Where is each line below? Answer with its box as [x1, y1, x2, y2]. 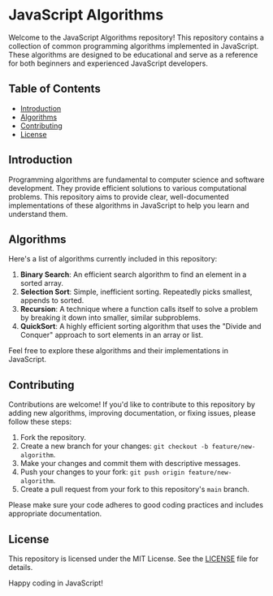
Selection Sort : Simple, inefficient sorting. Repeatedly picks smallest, [19, 287, 253, 297]
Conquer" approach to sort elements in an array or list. [19, 330, 203, 340]
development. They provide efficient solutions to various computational [8, 183, 247, 192]
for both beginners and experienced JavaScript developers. [8, 58, 209, 68]
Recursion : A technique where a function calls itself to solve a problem [19, 304, 258, 314]
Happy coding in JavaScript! [8, 578, 103, 588]
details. [8, 563, 33, 572]
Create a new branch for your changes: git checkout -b [19, 441, 209, 451]
